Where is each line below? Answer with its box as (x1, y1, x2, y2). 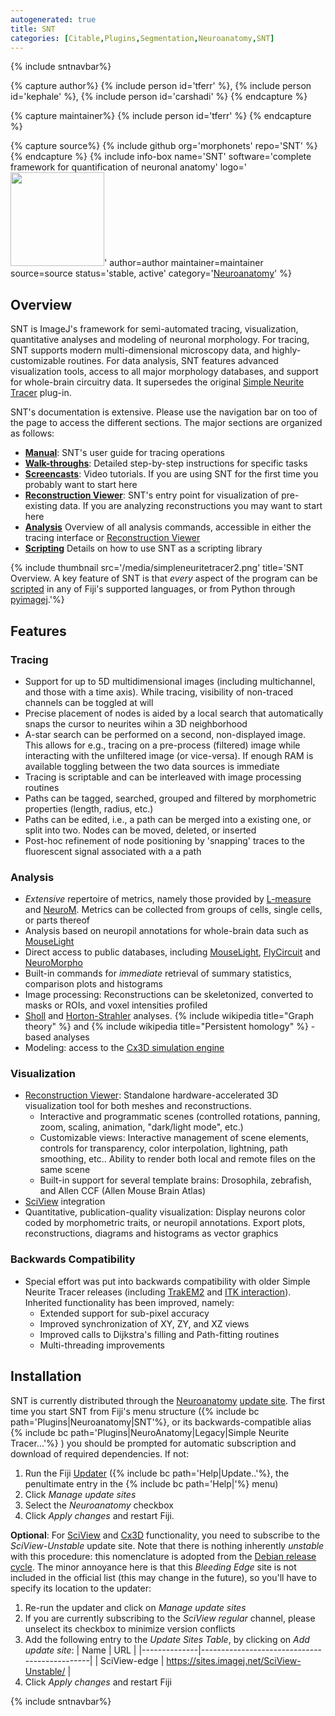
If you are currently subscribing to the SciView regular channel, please (24, 1612, 316, 1624)
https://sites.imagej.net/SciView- (166, 1654, 302, 1666)
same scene (39, 1164, 91, 1176)
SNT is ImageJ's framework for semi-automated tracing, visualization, (10, 323, 299, 335)
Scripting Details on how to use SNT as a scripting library (24, 542, 263, 555)
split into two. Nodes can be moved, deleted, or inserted (24, 824, 257, 836)
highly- (271, 344, 302, 356)
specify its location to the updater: (10, 1582, 152, 1594)
